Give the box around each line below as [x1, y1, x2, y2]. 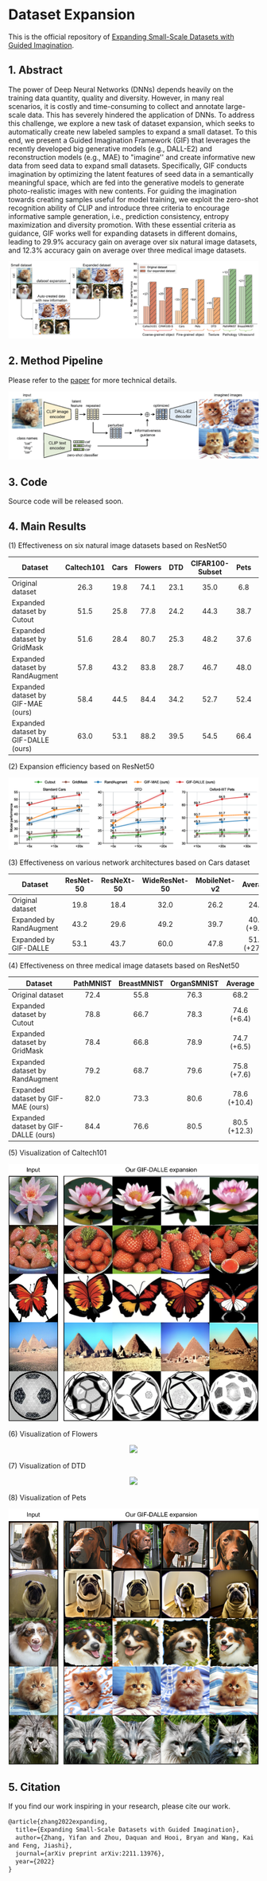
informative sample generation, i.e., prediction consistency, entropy [8, 211, 229, 221]
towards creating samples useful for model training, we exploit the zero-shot [8, 194, 259, 204]
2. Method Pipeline [8, 354, 103, 368]
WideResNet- [141, 875, 189, 885]
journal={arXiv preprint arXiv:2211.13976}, [15, 1850, 165, 1858]
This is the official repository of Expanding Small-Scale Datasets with [8, 32, 234, 41]
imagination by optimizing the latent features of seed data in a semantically [8, 169, 254, 178]
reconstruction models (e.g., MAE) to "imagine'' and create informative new [8, 152, 256, 162]
